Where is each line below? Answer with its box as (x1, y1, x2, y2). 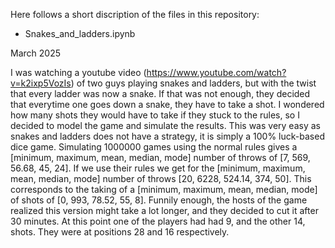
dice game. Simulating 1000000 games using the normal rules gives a (10, 141, 298, 153)
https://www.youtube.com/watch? (146, 67, 287, 78)
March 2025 (10, 47, 61, 59)
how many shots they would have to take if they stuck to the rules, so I (10, 109, 300, 121)
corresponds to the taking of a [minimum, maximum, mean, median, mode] (10, 184, 318, 195)
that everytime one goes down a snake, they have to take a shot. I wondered (10, 99, 325, 110)
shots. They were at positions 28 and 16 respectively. (10, 226, 230, 238)
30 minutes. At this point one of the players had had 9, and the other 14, (10, 215, 306, 227)
